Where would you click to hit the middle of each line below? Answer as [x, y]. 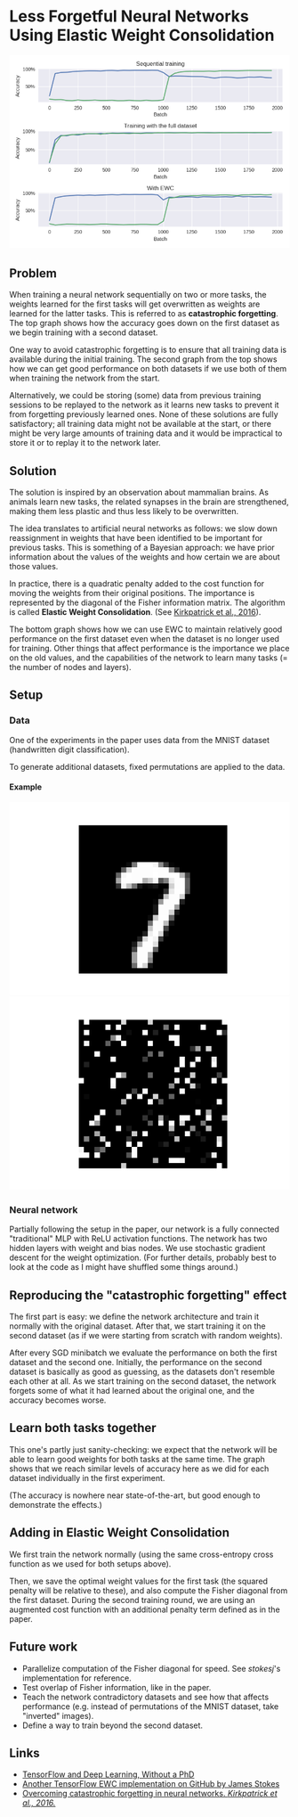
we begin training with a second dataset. [84, 332]
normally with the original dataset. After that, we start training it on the [137, 1326]
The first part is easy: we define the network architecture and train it [134, 1317]
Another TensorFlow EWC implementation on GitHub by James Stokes [151, 1784]
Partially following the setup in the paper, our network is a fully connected [145, 1229]
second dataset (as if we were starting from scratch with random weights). [146, 1336]
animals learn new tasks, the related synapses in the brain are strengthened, [149, 502]
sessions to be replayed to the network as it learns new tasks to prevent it [144, 405]
